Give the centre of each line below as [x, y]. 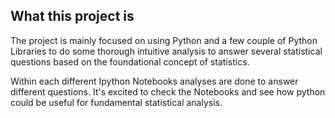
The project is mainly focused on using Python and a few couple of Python [164, 40]
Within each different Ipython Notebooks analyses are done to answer [154, 81]
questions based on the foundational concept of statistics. [130, 61]
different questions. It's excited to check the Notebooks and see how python [168, 91]
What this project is [72, 16]
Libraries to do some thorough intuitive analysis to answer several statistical [166, 51]
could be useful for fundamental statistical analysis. [116, 102]
